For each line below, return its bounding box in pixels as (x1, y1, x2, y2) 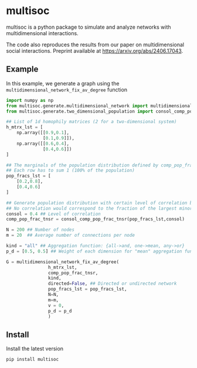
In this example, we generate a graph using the (6, 80, 120, 87)
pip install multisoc (6, 356, 59, 363)
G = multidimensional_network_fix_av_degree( (6, 259, 119, 265)
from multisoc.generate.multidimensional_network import (6, 103, 148, 109)
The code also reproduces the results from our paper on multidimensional (6, 41, 185, 48)
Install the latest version (6, 345, 63, 352)
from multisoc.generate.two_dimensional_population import (6, 108, 154, 114)
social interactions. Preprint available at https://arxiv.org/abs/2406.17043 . (6, 47, 184, 54)
